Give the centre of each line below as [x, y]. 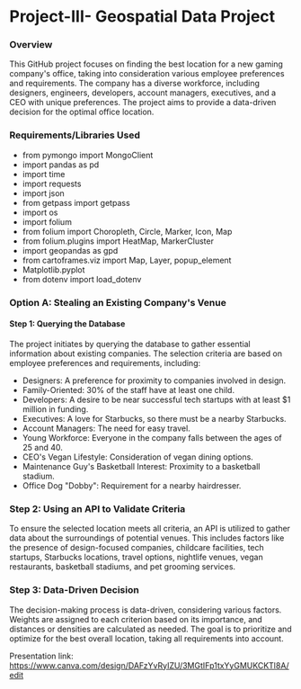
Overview [31, 45]
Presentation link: [41, 656]
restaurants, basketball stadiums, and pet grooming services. [123, 567]
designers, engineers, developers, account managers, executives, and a [143, 93]
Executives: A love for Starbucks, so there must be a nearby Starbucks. [154, 418]
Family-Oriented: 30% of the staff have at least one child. [128, 389]
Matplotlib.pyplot [53, 269]
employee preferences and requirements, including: [105, 362]
